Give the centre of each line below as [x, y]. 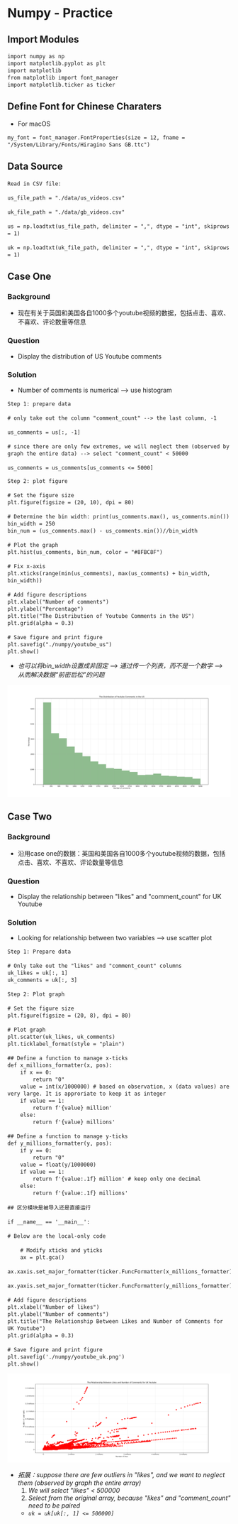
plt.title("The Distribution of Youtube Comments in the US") [101, 616]
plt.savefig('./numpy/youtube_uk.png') [66, 1357]
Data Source [35, 167]
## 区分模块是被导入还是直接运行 [49, 1208]
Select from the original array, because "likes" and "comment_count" [130, 1498]
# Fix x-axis [27, 566]
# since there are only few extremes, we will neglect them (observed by [119, 446]
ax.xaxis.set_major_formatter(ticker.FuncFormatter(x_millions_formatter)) [121, 1272]
